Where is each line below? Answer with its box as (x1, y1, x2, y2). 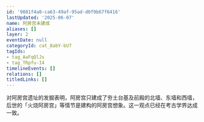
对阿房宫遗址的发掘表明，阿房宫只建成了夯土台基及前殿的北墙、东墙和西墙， (6, 94, 198, 101)
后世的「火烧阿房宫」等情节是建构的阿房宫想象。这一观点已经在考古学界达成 (6, 101, 198, 109)
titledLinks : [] (6, 76, 47, 83)
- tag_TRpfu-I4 (6, 59, 45, 66)
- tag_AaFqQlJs (6, 54, 45, 60)
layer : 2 (6, 32, 29, 38)
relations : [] (6, 71, 42, 77)
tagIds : (6, 49, 26, 55)
